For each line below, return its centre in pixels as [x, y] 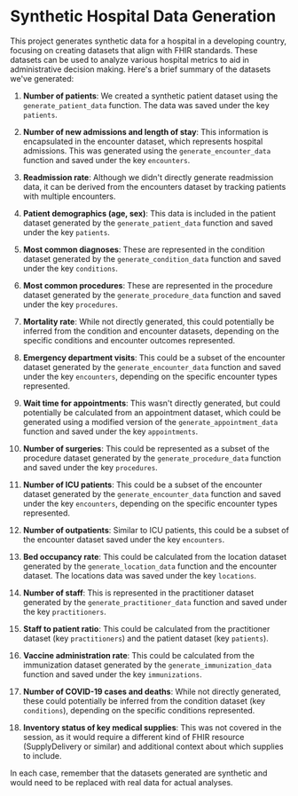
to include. [42, 755]
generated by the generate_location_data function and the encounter [150, 566]
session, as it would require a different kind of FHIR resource [133, 737]
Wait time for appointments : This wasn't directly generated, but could [151, 403]
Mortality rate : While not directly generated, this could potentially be [149, 321]
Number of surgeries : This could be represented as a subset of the [146, 448]
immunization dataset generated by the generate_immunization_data [147, 665]
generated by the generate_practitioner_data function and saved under [155, 602]
